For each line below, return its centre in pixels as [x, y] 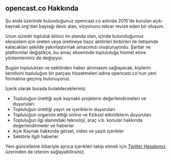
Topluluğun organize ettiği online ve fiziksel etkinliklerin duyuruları [82, 115]
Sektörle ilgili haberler [36, 136]
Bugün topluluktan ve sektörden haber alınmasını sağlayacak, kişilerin [78, 67]
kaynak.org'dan [22, 26]
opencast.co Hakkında [42, 8]
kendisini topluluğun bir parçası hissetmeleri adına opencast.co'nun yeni [81, 73]
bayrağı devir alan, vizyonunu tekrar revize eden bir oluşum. [102, 26]
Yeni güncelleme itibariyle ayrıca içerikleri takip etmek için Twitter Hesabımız [85, 146]
